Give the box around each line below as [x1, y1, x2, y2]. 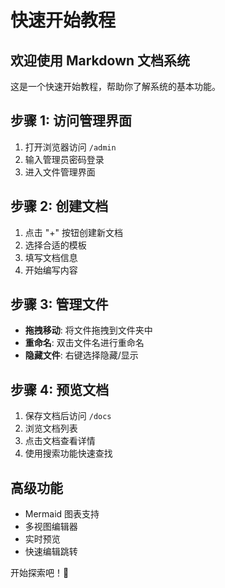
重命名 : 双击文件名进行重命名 [24, 337, 145, 349]
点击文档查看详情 [24, 435, 96, 447]
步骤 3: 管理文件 [10, 296, 109, 313]
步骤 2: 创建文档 [10, 198, 109, 215]
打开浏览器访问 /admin [24, 141, 117, 153]
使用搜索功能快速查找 [24, 447, 113, 460]
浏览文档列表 [24, 422, 78, 435]
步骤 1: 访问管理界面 [10, 112, 133, 130]
